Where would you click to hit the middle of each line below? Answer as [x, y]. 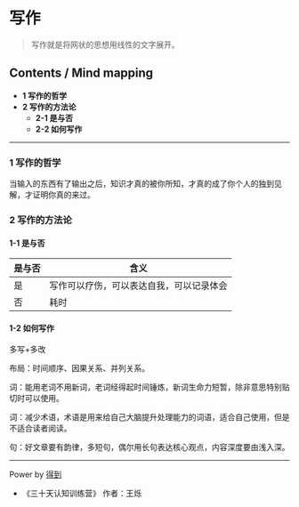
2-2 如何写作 [59, 129]
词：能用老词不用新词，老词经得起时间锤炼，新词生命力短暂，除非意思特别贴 [149, 387]
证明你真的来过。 [64, 195]
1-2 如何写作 [32, 328]
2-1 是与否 [54, 117]
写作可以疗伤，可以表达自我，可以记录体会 [139, 286]
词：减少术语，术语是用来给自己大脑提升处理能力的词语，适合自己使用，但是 [149, 417]
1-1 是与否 [27, 243]
